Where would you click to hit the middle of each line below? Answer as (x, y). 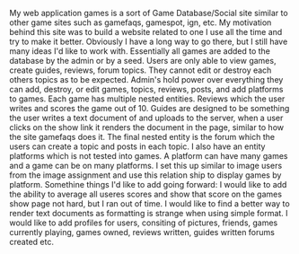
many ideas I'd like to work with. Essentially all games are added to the (140, 51)
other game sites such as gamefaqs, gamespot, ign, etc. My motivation (141, 22)
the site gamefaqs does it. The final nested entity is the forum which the (142, 137)
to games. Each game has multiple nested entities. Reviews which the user (147, 99)
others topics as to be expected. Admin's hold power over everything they (146, 79)
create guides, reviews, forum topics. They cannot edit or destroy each (141, 70)
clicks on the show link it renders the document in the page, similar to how (147, 127)
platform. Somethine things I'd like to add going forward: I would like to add (148, 184)
